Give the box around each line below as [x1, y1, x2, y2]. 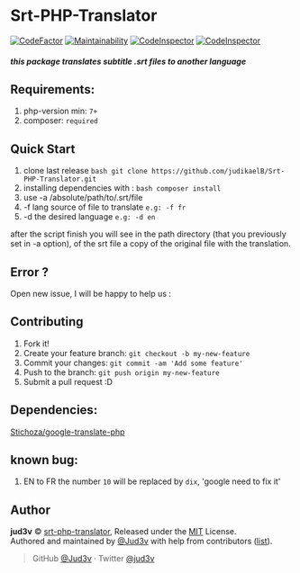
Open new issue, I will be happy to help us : [10, 288, 172, 299]
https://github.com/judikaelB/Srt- [150, 167, 285, 176]
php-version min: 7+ [23, 105, 98, 117]
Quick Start [10, 141, 76, 157]
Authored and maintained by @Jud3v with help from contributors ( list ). [10, 536, 273, 547]
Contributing [10, 314, 84, 329]
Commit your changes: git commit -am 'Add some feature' [23, 357, 244, 368]
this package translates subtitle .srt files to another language [10, 56, 247, 67]
